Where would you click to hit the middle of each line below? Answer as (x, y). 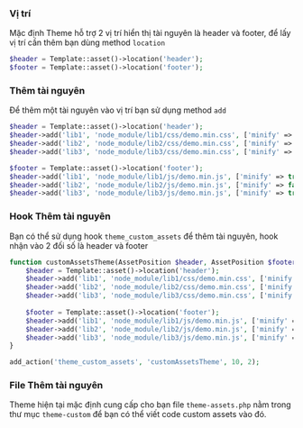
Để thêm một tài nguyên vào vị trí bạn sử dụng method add (118, 110)
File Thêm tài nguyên (56, 386)
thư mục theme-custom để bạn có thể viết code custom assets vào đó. (138, 414)
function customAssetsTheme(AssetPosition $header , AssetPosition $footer (153, 262)
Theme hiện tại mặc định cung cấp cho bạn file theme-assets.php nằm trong (150, 405)
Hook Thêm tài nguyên (60, 216)
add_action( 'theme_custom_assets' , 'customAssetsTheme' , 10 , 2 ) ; (134, 362)
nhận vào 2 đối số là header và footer (79, 245)
